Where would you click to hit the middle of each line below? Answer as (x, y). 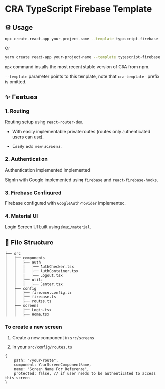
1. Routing (17, 111)
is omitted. (16, 81)
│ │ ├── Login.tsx (28, 310)
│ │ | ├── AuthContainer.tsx (42, 271)
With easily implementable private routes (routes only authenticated (81, 132)
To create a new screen (34, 327)
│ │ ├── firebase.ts (31, 297)
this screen (17, 378)
